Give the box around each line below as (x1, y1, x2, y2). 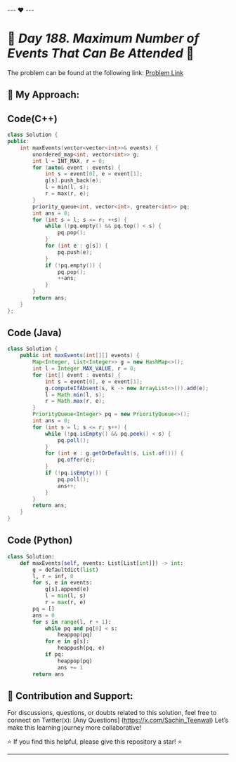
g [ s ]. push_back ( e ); (44, 177, 102, 185)
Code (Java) (7, 327, 62, 339)
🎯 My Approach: (7, 89, 80, 101)
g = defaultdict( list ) (32, 566, 99, 573)
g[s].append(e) (44, 586, 90, 593)
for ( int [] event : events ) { (32, 371, 121, 378)
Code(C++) (7, 112, 58, 125)
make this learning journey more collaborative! (7, 723, 142, 732)
